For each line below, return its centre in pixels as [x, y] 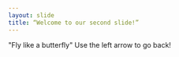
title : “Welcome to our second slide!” [74, 23]
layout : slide [32, 15]
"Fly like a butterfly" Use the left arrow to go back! [90, 45]
